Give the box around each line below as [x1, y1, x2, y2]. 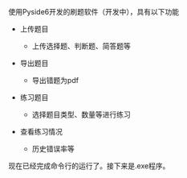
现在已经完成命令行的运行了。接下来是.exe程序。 [8, 161, 170, 171]
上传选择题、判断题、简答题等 [31, 41, 131, 51]
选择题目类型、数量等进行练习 [31, 110, 131, 119]
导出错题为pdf [31, 76, 79, 85]
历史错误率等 [31, 144, 75, 153]
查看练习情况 [19, 127, 63, 136]
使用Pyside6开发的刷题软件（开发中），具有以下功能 [8, 7, 180, 16]
